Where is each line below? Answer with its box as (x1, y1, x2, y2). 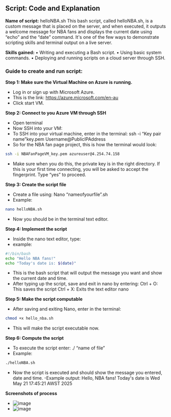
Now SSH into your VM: (12, 125, 63, 131)
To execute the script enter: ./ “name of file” (12, 345, 105, 351)
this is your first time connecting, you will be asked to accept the (12, 166, 149, 172)
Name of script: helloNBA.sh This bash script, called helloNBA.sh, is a (5, 17, 153, 24)
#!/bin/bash (5, 251, 31, 256)
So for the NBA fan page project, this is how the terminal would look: (12, 142, 157, 148)
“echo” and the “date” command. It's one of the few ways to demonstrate (5, 34, 159, 40)
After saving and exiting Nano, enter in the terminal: (12, 306, 121, 312)
